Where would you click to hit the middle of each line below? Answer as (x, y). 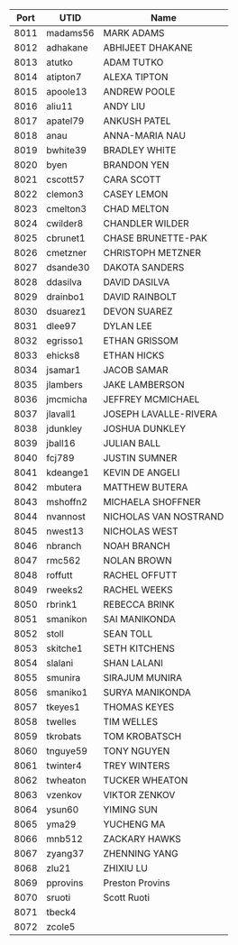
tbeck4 (61, 912)
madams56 (70, 33)
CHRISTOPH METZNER (152, 253)
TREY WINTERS (137, 766)
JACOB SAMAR (136, 370)
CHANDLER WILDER (146, 223)
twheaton (67, 780)
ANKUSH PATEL (137, 121)
